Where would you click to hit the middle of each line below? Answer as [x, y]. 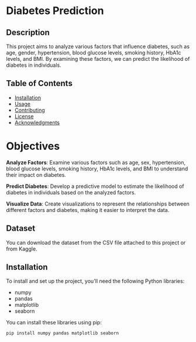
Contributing [30, 110]
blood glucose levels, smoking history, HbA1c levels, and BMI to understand [97, 169]
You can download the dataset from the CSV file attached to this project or [96, 242]
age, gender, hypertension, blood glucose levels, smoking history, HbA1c [94, 53]
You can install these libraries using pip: [54, 323]
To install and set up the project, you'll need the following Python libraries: [95, 281]
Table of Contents [39, 83]
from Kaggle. [22, 249]
